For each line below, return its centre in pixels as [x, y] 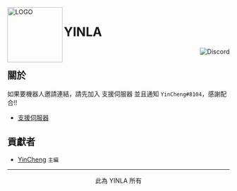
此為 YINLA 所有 [119, 180]
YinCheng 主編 [38, 159]
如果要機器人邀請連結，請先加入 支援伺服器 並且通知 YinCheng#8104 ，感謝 [114, 94]
